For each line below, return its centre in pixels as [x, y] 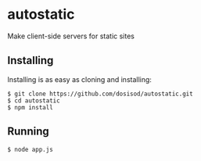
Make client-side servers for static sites [71, 36]
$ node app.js [31, 149]
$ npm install [31, 107]
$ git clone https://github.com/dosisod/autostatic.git [100, 94]
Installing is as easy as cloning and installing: [79, 79]
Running [29, 132]
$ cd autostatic [34, 100]
